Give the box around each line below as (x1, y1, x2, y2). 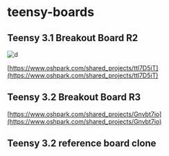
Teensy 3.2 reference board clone (7, 137, 157, 150)
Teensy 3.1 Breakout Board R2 (7, 32, 139, 44)
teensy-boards (7, 4, 95, 20)
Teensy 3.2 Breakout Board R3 (7, 91, 141, 103)
